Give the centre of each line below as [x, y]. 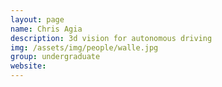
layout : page [37, 19]
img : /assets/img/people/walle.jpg [84, 47]
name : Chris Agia [46, 29]
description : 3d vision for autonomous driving [111, 38]
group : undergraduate [55, 57]
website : [28, 66]
